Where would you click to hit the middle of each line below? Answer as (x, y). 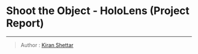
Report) (25, 23)
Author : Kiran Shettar (47, 45)
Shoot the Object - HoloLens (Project (98, 11)
